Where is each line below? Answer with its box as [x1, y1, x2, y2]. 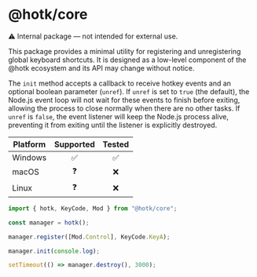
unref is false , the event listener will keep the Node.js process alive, [8, 111, 229, 121]
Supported [53, 139, 96, 150]
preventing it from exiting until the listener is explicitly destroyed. [8, 120, 218, 129]
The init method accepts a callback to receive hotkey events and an [8, 78, 232, 88]
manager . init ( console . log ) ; [8, 247, 101, 255]
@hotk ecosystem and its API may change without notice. [8, 63, 195, 72]
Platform [13, 139, 46, 150]
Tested [102, 139, 130, 150]
